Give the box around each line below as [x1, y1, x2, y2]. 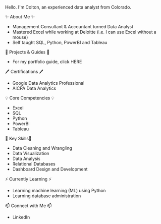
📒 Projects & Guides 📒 [5, 49, 50, 55]
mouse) [12, 34, 28, 40]
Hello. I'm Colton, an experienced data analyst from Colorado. [5, 4, 131, 10]
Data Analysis [12, 156, 41, 162]
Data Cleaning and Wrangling [12, 145, 73, 151]
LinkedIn [12, 214, 30, 220]
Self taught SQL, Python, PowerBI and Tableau [12, 40, 107, 45]
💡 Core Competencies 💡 [5, 95, 54, 101]
